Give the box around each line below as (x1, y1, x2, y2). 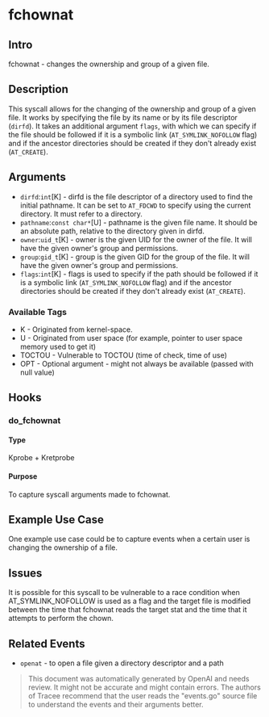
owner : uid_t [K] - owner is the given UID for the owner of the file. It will (19, 234, 252, 244)
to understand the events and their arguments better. (27, 700, 204, 710)
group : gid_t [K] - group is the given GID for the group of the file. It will (19, 252, 250, 262)
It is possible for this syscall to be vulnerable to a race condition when (8, 588, 240, 597)
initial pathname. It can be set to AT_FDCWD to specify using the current (19, 200, 251, 210)
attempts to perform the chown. (8, 614, 114, 623)
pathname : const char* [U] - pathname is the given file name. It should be (19, 217, 258, 227)
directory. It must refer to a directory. (19, 208, 143, 219)
